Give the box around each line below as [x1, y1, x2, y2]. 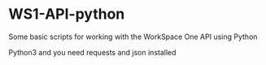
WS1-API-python [8, 5, 125, 24]
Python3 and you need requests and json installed [8, 47, 177, 57]
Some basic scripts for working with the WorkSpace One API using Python [8, 32, 258, 41]
